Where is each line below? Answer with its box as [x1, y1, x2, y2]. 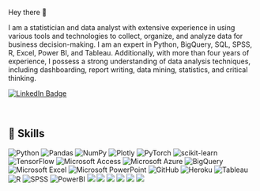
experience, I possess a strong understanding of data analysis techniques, [8, 56, 251, 66]
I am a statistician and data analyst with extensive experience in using [8, 23, 236, 32]
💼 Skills [8, 127, 45, 140]
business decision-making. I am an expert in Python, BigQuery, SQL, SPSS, [8, 40, 253, 49]
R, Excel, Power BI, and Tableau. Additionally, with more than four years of [8, 48, 250, 57]
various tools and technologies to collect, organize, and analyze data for [8, 32, 243, 40]
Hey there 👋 [8, 8, 47, 17]
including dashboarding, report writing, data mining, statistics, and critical [8, 65, 248, 74]
